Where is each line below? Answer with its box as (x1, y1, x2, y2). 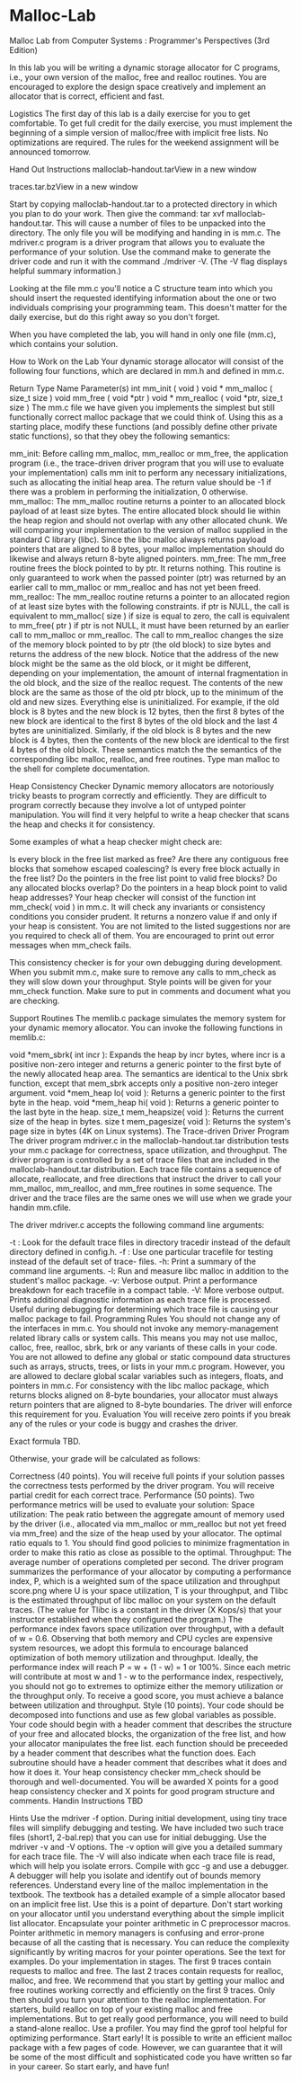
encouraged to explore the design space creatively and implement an (9, 81, 267, 92)
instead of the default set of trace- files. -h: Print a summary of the (9, 1256, 256, 1267)
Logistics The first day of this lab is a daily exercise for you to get (9, 108, 251, 119)
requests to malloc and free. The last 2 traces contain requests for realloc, (9, 1965, 284, 1976)
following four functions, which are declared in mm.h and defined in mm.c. (9, 365, 285, 376)
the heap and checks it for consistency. (9, 819, 155, 830)
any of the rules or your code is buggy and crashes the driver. (9, 1418, 238, 1429)
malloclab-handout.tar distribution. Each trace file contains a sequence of (9, 1163, 282, 1174)
